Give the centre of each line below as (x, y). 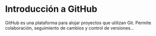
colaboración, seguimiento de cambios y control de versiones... (70, 28)
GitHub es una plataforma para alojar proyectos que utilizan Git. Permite (78, 23)
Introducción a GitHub (51, 9)
